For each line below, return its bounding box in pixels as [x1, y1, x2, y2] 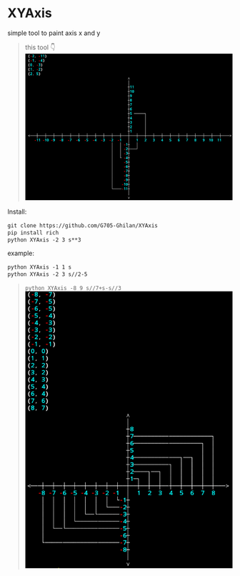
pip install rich [7, 229, 59, 237]
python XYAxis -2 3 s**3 [7, 236, 81, 244]
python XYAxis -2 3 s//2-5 [7, 270, 88, 278]
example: [7, 249, 34, 257]
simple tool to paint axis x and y [7, 29, 101, 37]
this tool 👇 [24, 43, 56, 51]
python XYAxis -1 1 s [7, 263, 72, 271]
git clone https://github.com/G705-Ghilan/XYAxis [7, 222, 159, 229]
